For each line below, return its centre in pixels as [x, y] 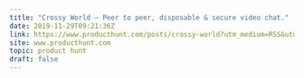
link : [19, 34]
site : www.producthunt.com [60, 43]
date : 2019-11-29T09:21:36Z [62, 26]
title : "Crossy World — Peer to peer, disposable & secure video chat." [149, 17]
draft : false [34, 59]
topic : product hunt [48, 51]
